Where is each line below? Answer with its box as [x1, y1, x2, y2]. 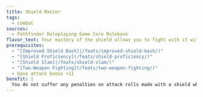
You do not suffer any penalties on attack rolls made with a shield [11, 82, 190, 88]
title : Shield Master [6, 8, 61, 15]
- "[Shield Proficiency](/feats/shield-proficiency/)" [11, 54, 153, 60]
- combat [11, 20, 34, 26]
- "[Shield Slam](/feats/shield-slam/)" [11, 59, 115, 65]
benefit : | [6, 76, 34, 82]
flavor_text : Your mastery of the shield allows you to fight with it [6, 37, 188, 43]
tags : [6, 14, 20, 20]
